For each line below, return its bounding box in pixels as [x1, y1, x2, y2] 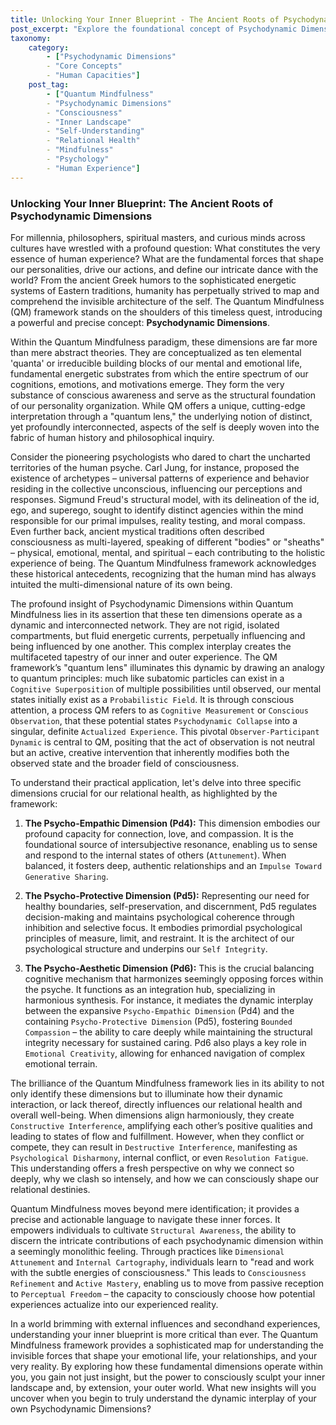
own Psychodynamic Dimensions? [10, 1402, 152, 1415]
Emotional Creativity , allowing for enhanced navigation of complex [24, 1047, 306, 1059]
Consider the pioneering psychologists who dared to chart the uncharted [10, 451, 311, 463]
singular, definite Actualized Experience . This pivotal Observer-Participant [10, 725, 320, 737]
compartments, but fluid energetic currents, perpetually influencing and [10, 629, 306, 641]
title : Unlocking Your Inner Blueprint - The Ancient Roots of [10, 14, 280, 25]
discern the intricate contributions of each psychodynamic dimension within [10, 1234, 324, 1246]
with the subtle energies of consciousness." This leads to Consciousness [10, 1266, 307, 1278]
